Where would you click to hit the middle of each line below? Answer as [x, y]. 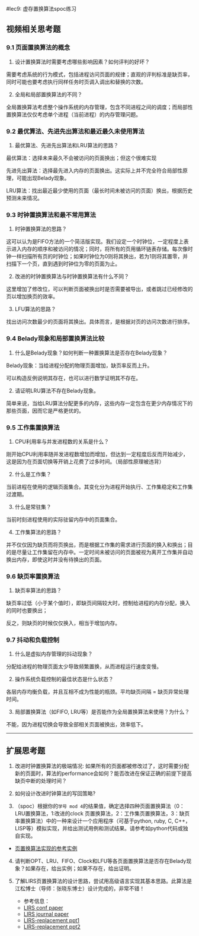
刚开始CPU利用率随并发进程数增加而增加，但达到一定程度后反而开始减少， [97, 454]
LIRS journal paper [46, 914]
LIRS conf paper [43, 908]
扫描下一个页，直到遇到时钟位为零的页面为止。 [63, 264]
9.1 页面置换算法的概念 [38, 48]
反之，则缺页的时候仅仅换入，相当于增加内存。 [63, 623]
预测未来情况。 [24, 198]
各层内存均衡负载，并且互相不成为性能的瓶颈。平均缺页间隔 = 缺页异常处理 [98, 692]
